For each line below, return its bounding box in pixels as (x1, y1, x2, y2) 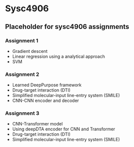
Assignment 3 (5, 110, 39, 117)
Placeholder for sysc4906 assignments (5, 23, 130, 31)
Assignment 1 (5, 37, 38, 44)
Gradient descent (12, 48, 48, 54)
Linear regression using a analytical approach (12, 53, 105, 59)
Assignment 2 (5, 71, 39, 77)
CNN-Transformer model (12, 121, 63, 127)
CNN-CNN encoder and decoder (12, 98, 79, 103)
